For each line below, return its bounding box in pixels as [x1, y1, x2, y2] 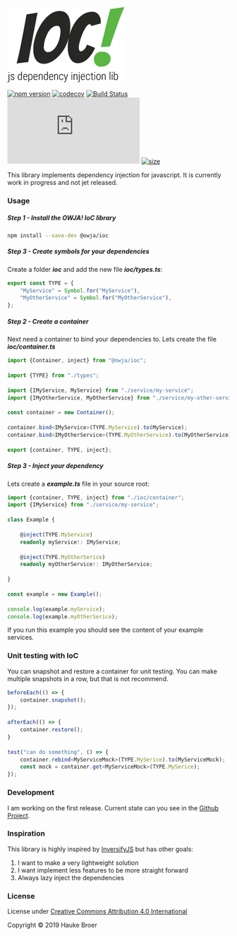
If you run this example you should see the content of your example [7, 625, 203, 635]
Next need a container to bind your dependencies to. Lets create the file [7, 335, 217, 344]
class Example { [7, 516, 55, 524]
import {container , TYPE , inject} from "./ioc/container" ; [7, 494, 185, 501]
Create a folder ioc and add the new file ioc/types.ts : [7, 265, 163, 273]
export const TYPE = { [7, 280, 74, 287]
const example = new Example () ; [7, 590, 102, 598]
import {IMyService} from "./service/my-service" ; [7, 501, 159, 508]
